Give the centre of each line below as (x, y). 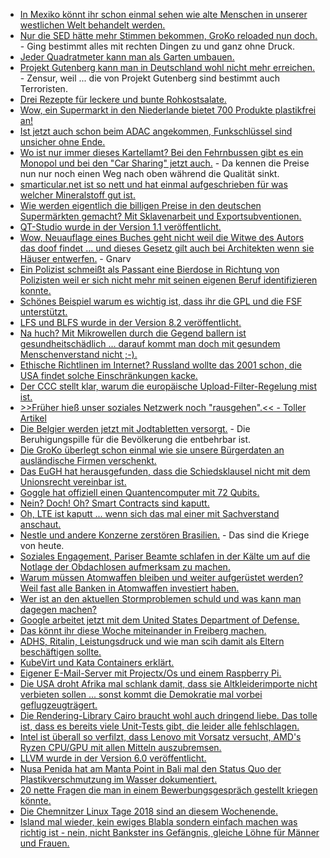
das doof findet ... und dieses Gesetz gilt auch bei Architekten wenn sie (167, 248)
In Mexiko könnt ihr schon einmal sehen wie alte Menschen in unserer (163, 14)
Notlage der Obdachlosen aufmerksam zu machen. (125, 567)
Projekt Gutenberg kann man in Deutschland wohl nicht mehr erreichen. (167, 67)
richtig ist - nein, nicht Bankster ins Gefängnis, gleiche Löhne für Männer (169, 832)
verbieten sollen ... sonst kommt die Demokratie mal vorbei (141, 694)
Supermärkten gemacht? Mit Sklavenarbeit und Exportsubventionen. (160, 216)
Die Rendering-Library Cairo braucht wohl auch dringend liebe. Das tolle (168, 715)
